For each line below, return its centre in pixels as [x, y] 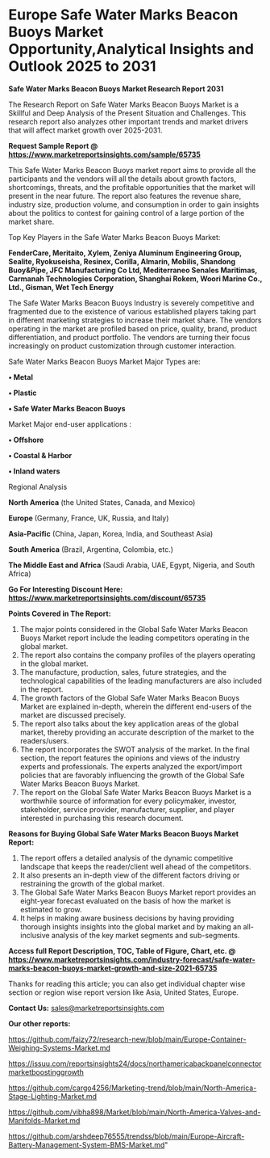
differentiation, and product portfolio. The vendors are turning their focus [129, 337]
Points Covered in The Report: [60, 613]
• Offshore [26, 440]
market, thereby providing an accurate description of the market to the [137, 732]
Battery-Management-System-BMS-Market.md [87, 1144]
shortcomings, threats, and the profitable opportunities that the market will [132, 187]
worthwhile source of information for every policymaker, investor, [128, 801]
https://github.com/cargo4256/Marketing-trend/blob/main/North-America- [133, 1088]
